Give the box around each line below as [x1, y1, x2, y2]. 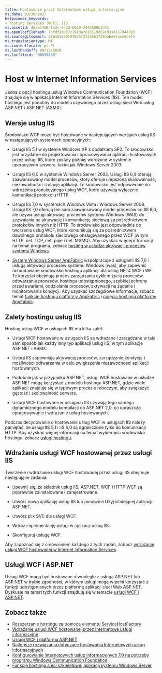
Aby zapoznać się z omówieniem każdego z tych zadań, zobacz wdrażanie [5, 541, 155, 547]
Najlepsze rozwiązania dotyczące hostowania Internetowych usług [12, 642, 145, 648]
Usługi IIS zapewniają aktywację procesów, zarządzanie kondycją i [12, 354, 145, 360]
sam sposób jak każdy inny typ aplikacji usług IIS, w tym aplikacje [12, 340, 143, 346]
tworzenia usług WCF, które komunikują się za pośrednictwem [12, 227, 136, 233]
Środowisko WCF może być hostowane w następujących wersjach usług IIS [5, 132, 156, 138]
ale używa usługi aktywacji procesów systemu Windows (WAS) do [12, 212, 145, 218]
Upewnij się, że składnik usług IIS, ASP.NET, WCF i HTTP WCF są [12, 484, 143, 490]
